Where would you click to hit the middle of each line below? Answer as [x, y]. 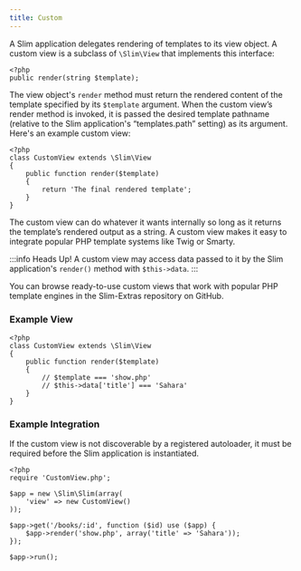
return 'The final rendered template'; [117, 189]
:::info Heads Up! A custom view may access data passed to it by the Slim [146, 258]
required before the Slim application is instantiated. [104, 453]
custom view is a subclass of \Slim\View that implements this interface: [142, 53]
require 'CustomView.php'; [60, 478]
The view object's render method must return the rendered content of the [146, 94]
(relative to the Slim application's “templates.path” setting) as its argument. [149, 123]
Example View [42, 319]
